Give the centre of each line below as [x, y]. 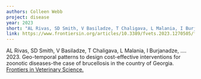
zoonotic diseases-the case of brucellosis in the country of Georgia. [90, 64]
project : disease [28, 17]
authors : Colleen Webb [34, 12]
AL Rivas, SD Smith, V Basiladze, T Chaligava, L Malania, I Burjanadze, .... [96, 50]
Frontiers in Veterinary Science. [45, 69]
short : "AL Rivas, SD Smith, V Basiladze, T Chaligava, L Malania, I [95, 28]
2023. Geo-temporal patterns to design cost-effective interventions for [93, 57]
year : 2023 [20, 23]
